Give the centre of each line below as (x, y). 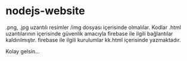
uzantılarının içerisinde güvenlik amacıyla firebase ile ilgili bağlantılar (89, 33)
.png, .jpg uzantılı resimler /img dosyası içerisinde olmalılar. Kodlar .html (93, 27)
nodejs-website (45, 11)
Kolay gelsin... (23, 51)
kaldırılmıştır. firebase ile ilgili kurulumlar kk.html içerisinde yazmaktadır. (93, 40)
